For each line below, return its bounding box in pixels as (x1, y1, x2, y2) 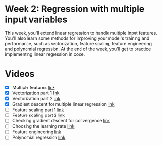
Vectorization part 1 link (12, 90, 60, 96)
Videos (5, 68, 35, 80)
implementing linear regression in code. (5, 51, 85, 57)
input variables (5, 14, 68, 25)
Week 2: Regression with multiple (5, 3, 145, 15)
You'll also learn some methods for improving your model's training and (5, 35, 150, 41)
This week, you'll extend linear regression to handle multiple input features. (5, 30, 157, 36)
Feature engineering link (12, 129, 61, 135)
